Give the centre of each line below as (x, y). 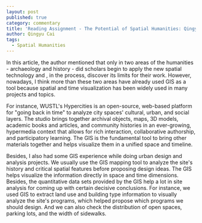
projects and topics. (31, 94)
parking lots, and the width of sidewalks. (57, 213)
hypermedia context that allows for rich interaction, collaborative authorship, (101, 131)
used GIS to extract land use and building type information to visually (92, 194)
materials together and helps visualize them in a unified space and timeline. (99, 144)
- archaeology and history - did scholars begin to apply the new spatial (94, 69)
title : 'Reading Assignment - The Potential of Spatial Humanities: (94, 29)
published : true (26, 17)
